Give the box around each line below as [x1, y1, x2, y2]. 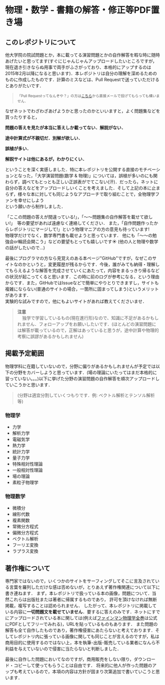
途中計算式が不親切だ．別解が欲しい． [5, 135, 83, 141]
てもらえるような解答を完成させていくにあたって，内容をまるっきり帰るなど [5, 268, 160, 274]
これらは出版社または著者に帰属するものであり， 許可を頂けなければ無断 [9, 597, 157, 603]
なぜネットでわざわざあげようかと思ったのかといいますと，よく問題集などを [5, 108, 161, 114]
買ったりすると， [5, 114, 40, 120]
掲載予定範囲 [5, 349, 44, 358]
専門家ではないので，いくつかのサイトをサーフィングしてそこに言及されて [5, 578, 156, 584]
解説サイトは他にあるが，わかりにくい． [5, 156, 87, 162]
